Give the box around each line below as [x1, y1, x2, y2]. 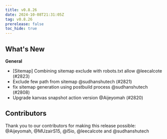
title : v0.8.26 [5, 7, 37, 13]
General [5, 58, 23, 64]
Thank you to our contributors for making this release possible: [5, 122, 136, 128]
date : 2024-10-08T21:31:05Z [5, 12, 65, 17]
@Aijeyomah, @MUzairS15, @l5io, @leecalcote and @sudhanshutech [5, 128, 149, 134]
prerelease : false [5, 21, 44, 27]
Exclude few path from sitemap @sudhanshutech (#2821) [12, 79, 132, 85]
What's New [5, 45, 45, 53]
